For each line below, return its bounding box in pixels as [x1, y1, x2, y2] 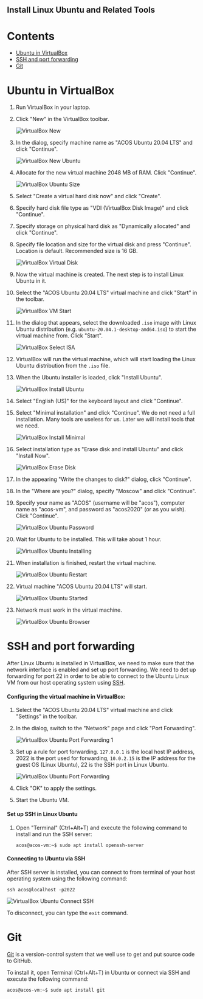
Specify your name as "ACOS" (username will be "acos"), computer [15, 499, 185, 506]
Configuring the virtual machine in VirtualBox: [7, 693, 126, 700]
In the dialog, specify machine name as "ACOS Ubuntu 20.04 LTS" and [15, 139, 193, 147]
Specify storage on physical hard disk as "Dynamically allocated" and [15, 223, 190, 230]
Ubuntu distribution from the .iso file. [15, 362, 110, 370]
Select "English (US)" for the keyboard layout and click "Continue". [15, 398, 183, 405]
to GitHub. [7, 957, 33, 964]
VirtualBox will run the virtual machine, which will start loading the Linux [15, 356, 196, 363]
